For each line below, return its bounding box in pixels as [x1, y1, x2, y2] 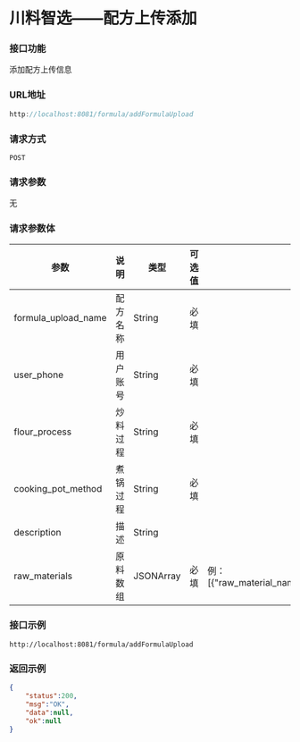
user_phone [13, 368, 64, 381]
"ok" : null [25, 716, 62, 725]
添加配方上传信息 [9, 64, 72, 75]
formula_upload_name [13, 311, 107, 324]
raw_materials [13, 569, 73, 582]
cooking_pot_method [13, 482, 103, 494]
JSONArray [133, 569, 181, 582]
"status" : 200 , [25, 692, 78, 701]
